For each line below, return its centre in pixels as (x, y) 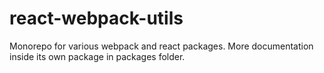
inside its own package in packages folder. (97, 56)
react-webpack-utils (96, 18)
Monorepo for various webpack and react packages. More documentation (161, 46)
